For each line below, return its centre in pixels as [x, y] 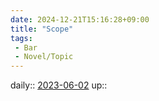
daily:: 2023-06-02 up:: [59, 85]
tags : [21, 38]
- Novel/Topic [44, 57]
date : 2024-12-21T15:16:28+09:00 [80, 19]
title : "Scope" [42, 29]
